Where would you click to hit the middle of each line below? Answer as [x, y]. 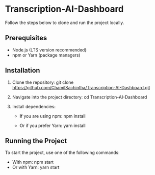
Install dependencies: [34, 106]
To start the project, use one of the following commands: [63, 152]
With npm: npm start [33, 162]
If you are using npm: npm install [52, 116]
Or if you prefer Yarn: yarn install [52, 125]
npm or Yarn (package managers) [46, 55]
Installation [23, 70]
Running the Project [36, 141]
